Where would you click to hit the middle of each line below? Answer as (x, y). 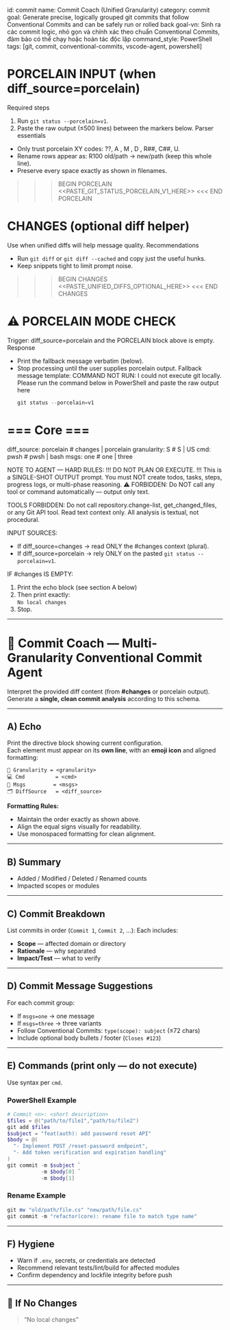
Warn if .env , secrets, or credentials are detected (86, 1261)
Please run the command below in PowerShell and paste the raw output (118, 383)
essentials (31, 135)
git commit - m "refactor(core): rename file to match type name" (102, 1216)
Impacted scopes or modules (58, 886)
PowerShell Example (42, 1100)
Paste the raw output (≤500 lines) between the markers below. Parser (115, 128)
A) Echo (24, 726)
